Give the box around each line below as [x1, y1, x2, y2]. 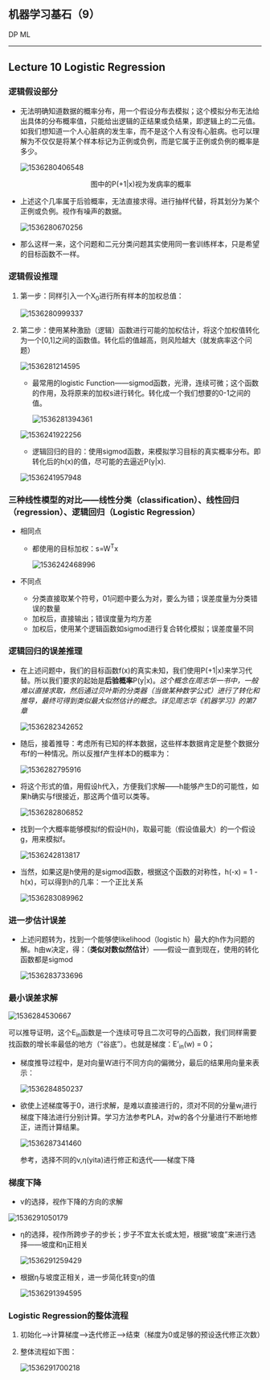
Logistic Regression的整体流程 [8, 1310, 129, 1321]
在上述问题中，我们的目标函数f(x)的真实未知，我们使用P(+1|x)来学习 [19, 665, 246, 675]
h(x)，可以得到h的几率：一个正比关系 [19, 876, 144, 886]
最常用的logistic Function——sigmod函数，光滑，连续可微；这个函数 [31, 378, 260, 387]
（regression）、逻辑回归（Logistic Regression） [8, 506, 201, 517]
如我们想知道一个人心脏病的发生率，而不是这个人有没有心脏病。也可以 [19, 126, 253, 135]
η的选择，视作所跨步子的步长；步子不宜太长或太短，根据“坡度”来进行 [19, 1229, 249, 1239]
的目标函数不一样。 [19, 249, 84, 259]
